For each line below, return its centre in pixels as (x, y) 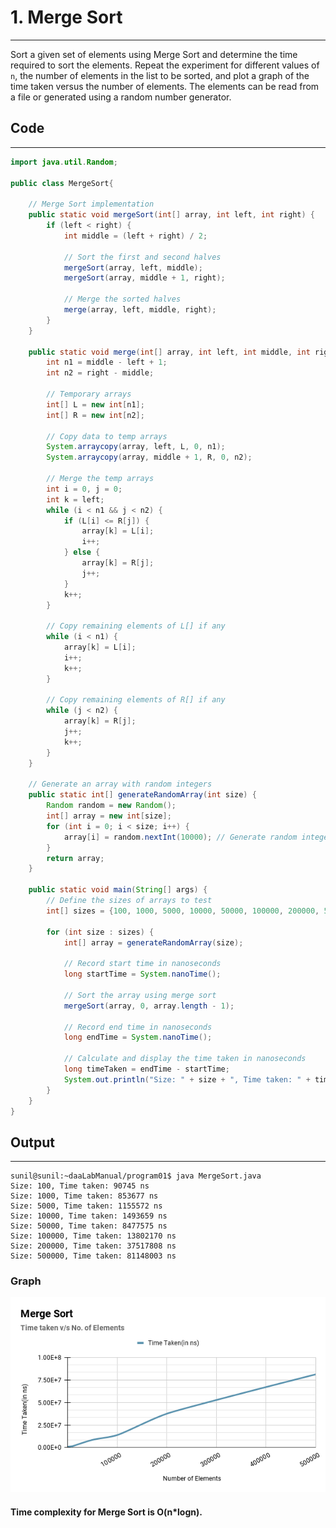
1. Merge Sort (66, 17)
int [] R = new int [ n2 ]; (95, 415)
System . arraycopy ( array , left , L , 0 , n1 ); (136, 447)
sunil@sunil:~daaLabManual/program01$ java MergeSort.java (136, 1176)
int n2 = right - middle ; (100, 373)
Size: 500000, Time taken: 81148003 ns (93, 1256)
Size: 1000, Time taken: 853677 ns (84, 1196)
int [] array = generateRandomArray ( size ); (153, 942)
